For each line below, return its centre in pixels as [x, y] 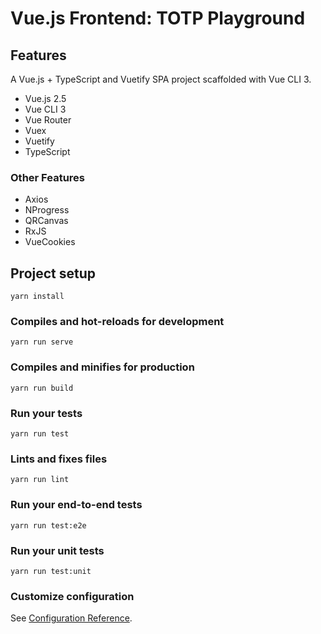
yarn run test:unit [51, 571]
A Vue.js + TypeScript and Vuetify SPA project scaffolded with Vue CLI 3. [161, 79]
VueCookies [50, 242]
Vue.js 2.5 [45, 98]
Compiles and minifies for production [102, 367]
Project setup [53, 273]
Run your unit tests [57, 550]
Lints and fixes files [59, 459]
